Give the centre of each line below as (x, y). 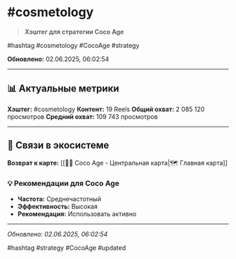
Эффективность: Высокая (58, 206)
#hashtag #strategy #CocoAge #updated (67, 248)
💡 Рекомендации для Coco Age (63, 184)
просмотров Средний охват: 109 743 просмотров (83, 116)
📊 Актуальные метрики (63, 89)
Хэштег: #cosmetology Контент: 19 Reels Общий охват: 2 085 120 (106, 109)
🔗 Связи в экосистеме (58, 145)
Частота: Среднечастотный (59, 198)
